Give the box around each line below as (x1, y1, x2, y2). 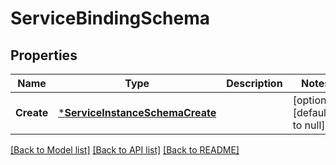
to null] (292, 118, 326, 132)
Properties (10, 47, 78, 64)
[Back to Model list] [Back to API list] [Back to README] (10, 144, 240, 156)
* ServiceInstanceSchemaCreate (58, 106, 217, 119)
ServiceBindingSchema (10, 7, 211, 30)
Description (226, 77, 283, 90)
